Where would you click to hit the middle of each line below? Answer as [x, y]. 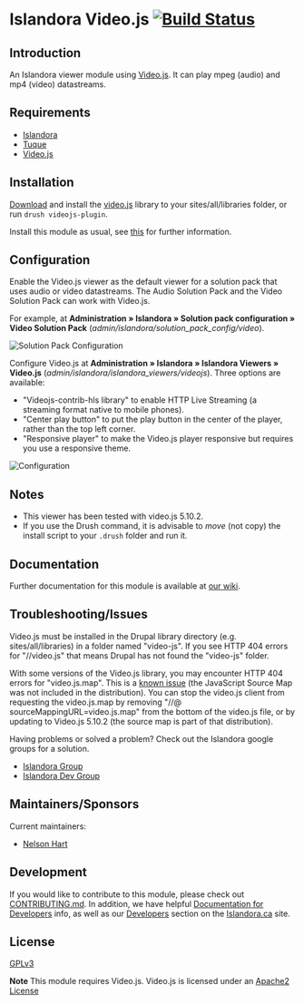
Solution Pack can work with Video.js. [80, 301]
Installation [42, 183]
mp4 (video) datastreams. [58, 84]
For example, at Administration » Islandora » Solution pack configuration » [152, 318]
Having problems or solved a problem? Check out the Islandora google [142, 738]
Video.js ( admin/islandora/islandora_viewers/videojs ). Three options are [145, 373]
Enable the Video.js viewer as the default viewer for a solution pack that [143, 282]
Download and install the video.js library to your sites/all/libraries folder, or [148, 204]
